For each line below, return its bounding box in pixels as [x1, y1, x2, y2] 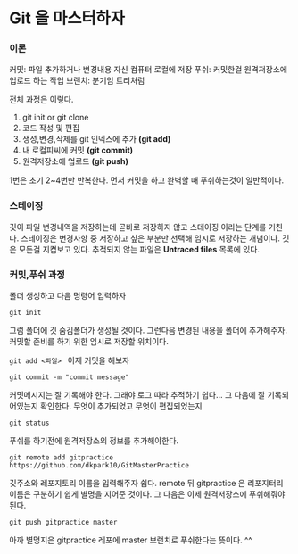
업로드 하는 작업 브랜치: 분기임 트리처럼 [9, 75, 145, 86]
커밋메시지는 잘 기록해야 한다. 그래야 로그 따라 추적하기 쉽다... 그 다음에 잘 [9, 390, 266, 401]
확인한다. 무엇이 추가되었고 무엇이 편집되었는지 [39, 401, 203, 411]
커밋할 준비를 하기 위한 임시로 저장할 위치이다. [9, 336, 170, 347]
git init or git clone [21, 112, 89, 123]
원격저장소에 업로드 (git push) [21, 156, 129, 167]
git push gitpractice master [9, 518, 118, 527]
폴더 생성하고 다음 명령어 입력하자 [9, 291, 127, 302]
